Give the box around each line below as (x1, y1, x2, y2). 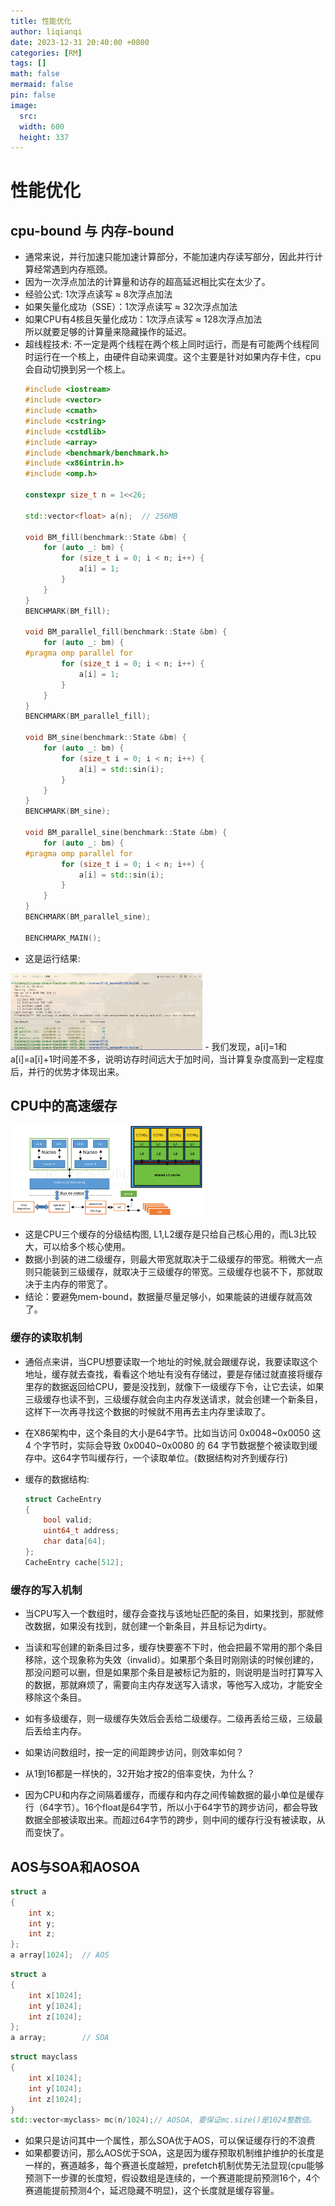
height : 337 (19, 132, 70, 142)
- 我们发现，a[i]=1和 (204, 1040, 287, 1052)
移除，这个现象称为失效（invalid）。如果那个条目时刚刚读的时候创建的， (24, 1654, 320, 1666)
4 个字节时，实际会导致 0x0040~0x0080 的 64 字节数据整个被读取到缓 (24, 1439, 318, 1451)
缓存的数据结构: (24, 1473, 90, 1485)
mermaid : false (10, 80, 74, 90)
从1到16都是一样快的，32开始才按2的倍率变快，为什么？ (24, 1768, 256, 1780)
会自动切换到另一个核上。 (24, 363, 131, 375)
